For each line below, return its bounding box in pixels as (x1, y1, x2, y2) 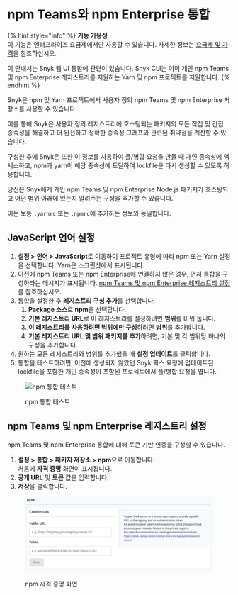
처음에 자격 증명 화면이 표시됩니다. (17, 464, 113, 472)
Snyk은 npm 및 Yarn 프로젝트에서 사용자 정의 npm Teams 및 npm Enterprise (7, 95, 223, 104)
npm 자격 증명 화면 (25, 579, 78, 588)
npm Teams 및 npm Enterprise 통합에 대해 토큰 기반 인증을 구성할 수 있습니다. (7, 440, 225, 449)
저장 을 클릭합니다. (17, 482, 67, 490)
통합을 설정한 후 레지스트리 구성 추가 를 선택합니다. (17, 296, 156, 305)
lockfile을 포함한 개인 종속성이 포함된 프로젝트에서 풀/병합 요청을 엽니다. (17, 367, 217, 376)
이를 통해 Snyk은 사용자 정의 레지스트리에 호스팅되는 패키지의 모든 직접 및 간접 (7, 119, 225, 128)
